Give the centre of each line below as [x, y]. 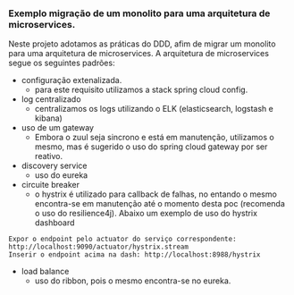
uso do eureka [61, 175]
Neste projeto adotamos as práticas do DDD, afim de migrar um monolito [142, 44]
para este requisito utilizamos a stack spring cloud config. [141, 90]
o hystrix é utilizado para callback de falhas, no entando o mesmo [156, 194]
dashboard [55, 223]
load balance [45, 272]
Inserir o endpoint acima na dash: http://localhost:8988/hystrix [134, 255]
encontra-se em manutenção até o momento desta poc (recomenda [160, 204]
